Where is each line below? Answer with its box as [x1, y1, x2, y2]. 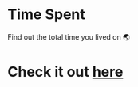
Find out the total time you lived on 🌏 [7, 32, 131, 41]
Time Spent [7, 6, 85, 24]
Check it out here [7, 63, 124, 81]
